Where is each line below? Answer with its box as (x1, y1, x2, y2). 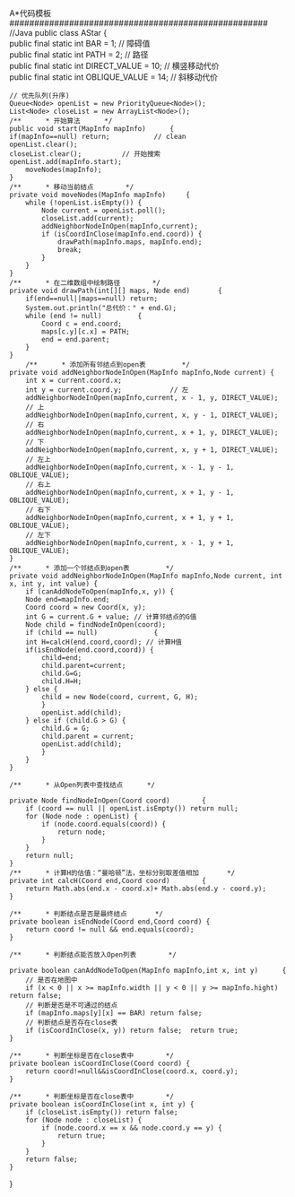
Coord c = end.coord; (41, 319, 123, 328)
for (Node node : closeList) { (25, 1115, 143, 1124)
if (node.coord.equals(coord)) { (41, 820, 167, 828)
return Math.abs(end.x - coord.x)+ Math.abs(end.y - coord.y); (25, 884, 267, 893)
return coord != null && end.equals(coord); (25, 925, 195, 934)
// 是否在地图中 (25, 976, 78, 984)
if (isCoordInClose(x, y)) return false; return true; (25, 1026, 239, 1035)
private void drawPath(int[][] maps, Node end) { (9, 286, 222, 295)
